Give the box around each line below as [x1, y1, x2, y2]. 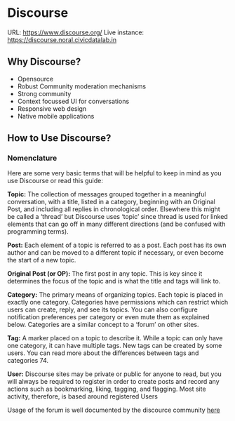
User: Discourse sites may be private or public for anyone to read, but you [7, 370, 222, 378]
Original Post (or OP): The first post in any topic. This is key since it [7, 269, 203, 278]
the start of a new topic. [7, 256, 76, 265]
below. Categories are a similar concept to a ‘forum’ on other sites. [7, 321, 199, 329]
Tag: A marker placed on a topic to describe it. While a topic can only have [7, 334, 223, 342]
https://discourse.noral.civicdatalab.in [7, 35, 117, 44]
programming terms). [7, 227, 69, 236]
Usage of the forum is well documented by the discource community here [7, 406, 220, 415]
